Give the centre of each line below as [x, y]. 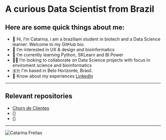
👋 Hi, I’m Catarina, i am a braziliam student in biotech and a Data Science [86, 39]
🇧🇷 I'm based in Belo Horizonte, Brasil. [52, 70]
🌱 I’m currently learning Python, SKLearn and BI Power [68, 55]
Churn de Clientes [31, 108]
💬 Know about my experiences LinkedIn [53, 76]
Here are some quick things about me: [65, 27]
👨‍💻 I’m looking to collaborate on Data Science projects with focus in [81, 60]
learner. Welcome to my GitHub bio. [48, 44]
